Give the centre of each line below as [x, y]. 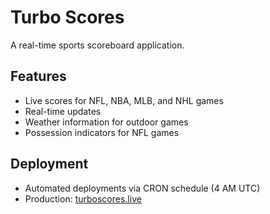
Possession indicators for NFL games [102, 132]
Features [38, 76]
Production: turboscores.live [83, 198]
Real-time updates [63, 111]
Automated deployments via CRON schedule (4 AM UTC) [142, 188]
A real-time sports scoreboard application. [97, 45]
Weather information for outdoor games [106, 122]
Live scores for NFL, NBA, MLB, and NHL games [124, 100]
